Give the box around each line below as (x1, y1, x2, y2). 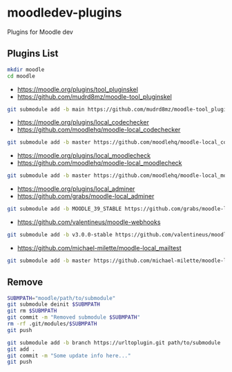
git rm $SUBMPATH (7, 308, 57, 315)
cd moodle (7, 73, 36, 80)
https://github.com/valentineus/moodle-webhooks (17, 218, 161, 226)
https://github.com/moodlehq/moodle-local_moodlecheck (17, 159, 182, 167)
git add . (7, 346, 36, 353)
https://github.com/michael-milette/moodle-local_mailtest (17, 243, 182, 252)
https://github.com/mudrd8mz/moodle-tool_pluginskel (17, 92, 173, 101)
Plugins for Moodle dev (7, 28, 74, 36)
